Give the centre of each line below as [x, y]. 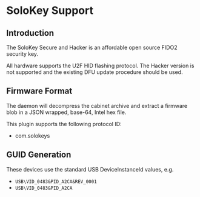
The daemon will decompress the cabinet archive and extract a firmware [97, 105]
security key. [22, 54]
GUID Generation [39, 155]
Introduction [30, 33]
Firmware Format [39, 91]
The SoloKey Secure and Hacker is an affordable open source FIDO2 [92, 47]
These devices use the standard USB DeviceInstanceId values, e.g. [90, 169]
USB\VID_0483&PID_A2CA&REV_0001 [56, 182]
